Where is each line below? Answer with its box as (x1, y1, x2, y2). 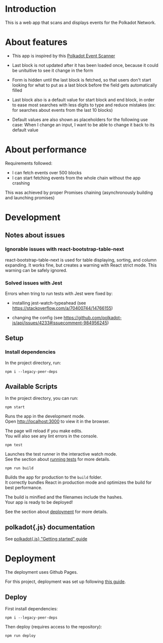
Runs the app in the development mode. (5, 414, 85, 419)
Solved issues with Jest (5, 279, 62, 286)
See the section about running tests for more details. (5, 456, 110, 462)
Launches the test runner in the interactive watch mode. (5, 451, 118, 457)
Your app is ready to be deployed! (5, 499, 73, 505)
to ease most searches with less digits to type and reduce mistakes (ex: (12, 102, 156, 108)
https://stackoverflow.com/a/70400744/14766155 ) (12, 305, 113, 311)
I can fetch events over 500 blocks (12, 169, 82, 175)
